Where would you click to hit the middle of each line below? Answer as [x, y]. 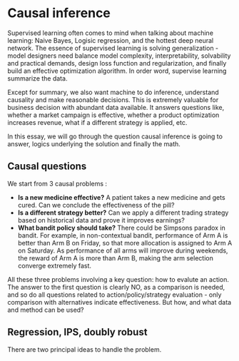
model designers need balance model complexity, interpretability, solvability [119, 56]
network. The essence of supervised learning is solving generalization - [113, 48]
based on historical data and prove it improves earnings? [101, 220]
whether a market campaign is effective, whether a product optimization [113, 115]
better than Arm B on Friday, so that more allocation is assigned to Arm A [125, 243]
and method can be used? [46, 310]
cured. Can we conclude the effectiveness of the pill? [96, 205]
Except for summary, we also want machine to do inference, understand [113, 92]
